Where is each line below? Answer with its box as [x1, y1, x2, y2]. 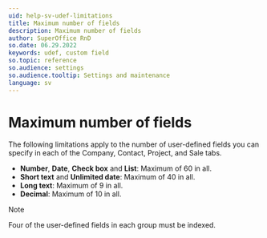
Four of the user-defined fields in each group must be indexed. [8, 220, 216, 230]
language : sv [8, 79, 52, 87]
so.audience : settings [8, 64, 84, 72]
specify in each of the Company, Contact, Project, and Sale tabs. [8, 148, 222, 158]
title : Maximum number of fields [8, 19, 120, 27]
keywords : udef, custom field [8, 49, 110, 57]
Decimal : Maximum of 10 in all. [19, 189, 122, 199]
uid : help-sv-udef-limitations [8, 11, 113, 20]
